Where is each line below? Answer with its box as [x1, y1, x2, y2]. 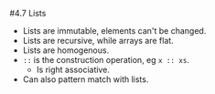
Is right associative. [36, 64, 110, 75]
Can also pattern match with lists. [22, 74, 149, 85]
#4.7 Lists [9, 8, 47, 18]
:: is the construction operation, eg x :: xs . [22, 55, 190, 65]
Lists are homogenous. [22, 45, 110, 56]
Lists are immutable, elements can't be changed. [22, 26, 207, 36]
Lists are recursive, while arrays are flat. [22, 36, 174, 46]
